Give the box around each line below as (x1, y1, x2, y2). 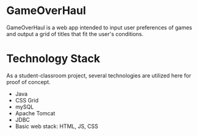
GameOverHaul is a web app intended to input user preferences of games (6, 24, 193, 31)
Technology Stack (6, 52, 101, 66)
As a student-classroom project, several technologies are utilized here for (6, 71, 191, 79)
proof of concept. (6, 78, 51, 85)
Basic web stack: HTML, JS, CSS (15, 123, 99, 130)
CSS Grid (15, 96, 38, 104)
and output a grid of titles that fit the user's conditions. (6, 30, 144, 37)
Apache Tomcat (15, 109, 56, 116)
